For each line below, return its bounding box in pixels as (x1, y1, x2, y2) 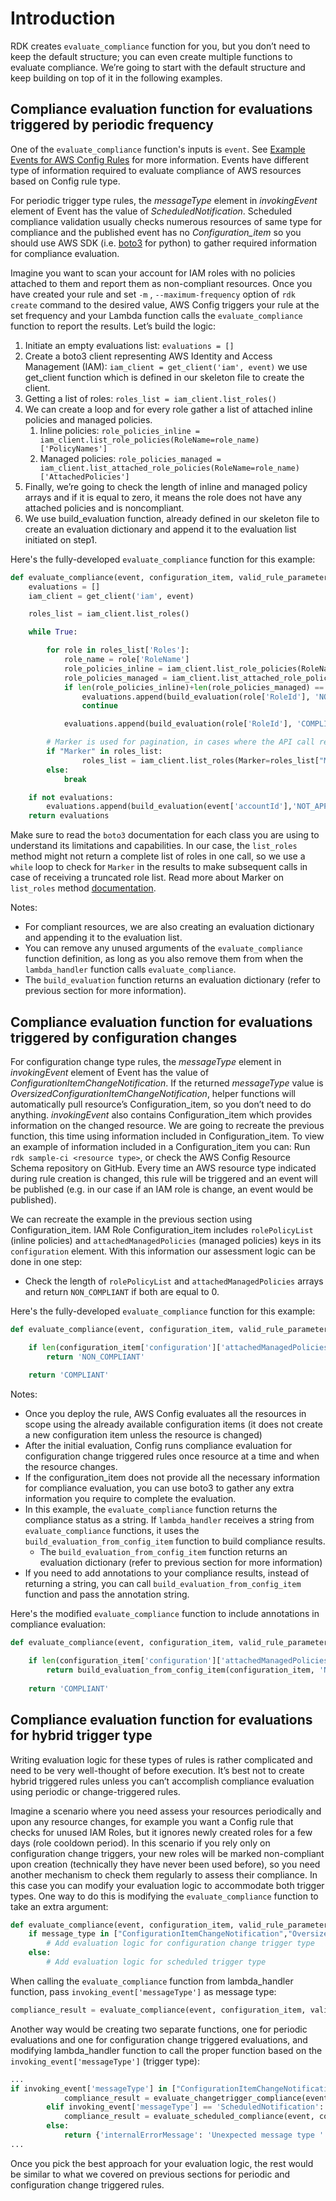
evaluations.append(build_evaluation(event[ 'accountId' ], (46, 802, 293, 812)
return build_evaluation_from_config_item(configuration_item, (46, 1665, 315, 1676)
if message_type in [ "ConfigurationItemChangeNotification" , (28, 1929, 288, 1939)
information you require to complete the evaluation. (24, 1493, 237, 1505)
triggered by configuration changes (10, 1029, 238, 1046)
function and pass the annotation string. (24, 1588, 190, 1601)
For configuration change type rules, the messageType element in (10, 1055, 282, 1067)
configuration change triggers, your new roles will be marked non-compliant (10, 1847, 325, 1859)
